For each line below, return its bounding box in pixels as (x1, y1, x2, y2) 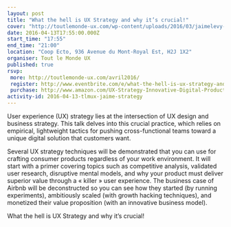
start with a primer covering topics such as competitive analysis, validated (7, 162, 217, 170)
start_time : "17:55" (7, 36, 67, 43)
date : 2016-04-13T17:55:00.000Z (7, 29, 100, 36)
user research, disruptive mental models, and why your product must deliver (7, 169, 223, 177)
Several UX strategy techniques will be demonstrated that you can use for (7, 147, 217, 155)
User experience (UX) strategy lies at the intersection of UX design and (7, 112, 209, 120)
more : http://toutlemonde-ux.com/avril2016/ (10, 74, 140, 81)
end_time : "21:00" (7, 42, 60, 49)
